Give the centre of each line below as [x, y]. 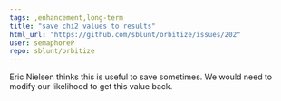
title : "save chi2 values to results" [82, 26]
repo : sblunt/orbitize [52, 51]
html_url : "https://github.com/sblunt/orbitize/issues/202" [126, 34]
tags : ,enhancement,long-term [67, 18]
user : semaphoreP [42, 43]
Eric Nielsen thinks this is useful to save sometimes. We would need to [141, 77]
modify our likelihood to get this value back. [91, 87]
